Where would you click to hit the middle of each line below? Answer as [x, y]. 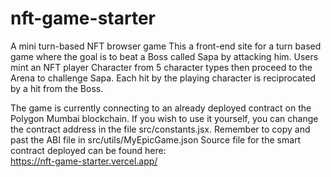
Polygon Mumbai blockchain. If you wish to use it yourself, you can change [164, 118]
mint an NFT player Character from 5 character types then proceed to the [161, 67]
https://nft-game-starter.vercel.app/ [84, 161]
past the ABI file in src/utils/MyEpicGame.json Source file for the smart [156, 139]
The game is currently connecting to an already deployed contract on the [161, 108]
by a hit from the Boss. [57, 88]
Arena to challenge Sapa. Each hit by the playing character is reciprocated [163, 78]
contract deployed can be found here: [88, 150]
